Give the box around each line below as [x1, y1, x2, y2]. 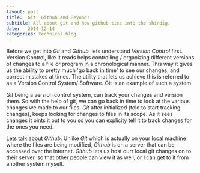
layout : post [6, 8, 39, 15]
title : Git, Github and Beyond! [6, 14, 90, 20]
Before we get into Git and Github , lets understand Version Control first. [6, 47, 183, 55]
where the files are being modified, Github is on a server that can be [6, 141, 175, 148]
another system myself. [6, 160, 64, 168]
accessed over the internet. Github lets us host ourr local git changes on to [6, 148, 192, 155]
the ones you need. [6, 123, 54, 130]
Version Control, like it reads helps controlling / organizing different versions [6, 54, 195, 61]
